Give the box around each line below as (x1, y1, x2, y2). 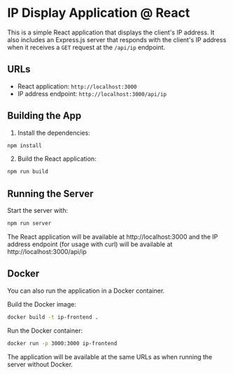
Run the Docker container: (7, 326, 83, 335)
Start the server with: (7, 206, 69, 215)
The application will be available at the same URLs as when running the (7, 352, 213, 361)
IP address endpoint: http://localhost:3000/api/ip (17, 89, 167, 98)
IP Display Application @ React (7, 5, 190, 21)
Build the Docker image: (7, 300, 77, 308)
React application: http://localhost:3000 (17, 82, 138, 91)
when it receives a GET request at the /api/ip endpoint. (7, 43, 166, 51)
